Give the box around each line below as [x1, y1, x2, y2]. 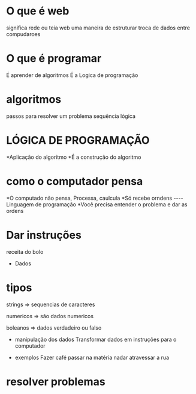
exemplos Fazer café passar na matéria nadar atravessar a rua [14, 354, 170, 361]
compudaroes [6, 30, 41, 37]
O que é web [6, 4, 70, 18]
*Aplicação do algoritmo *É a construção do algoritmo [6, 153, 141, 161]
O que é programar [6, 52, 102, 66]
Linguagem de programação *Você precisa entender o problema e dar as [6, 200, 188, 208]
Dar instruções [6, 228, 82, 242]
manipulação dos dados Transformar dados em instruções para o [14, 336, 177, 343]
